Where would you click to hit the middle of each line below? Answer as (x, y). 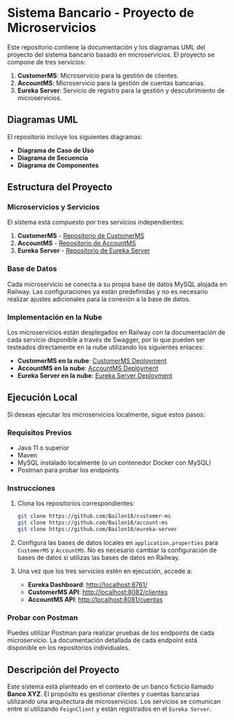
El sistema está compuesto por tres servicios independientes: (96, 223)
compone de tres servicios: (46, 62)
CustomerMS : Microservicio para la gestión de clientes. (98, 76)
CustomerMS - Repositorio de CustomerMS (81, 236)
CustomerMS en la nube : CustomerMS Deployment (92, 361)
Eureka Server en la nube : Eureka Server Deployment (95, 376)
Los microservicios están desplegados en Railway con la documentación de (116, 332)
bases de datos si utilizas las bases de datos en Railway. (98, 558)
